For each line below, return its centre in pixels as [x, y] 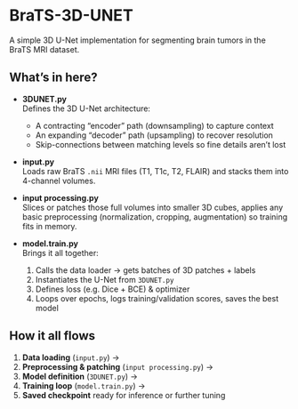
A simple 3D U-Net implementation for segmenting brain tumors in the [138, 40]
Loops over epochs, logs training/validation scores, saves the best [157, 298]
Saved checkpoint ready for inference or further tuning [124, 395]
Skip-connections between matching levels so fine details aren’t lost [161, 144]
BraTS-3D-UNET [71, 16]
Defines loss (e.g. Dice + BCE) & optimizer [113, 289]
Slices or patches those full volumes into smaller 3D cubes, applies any [152, 207]
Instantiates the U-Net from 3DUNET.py [105, 279]
